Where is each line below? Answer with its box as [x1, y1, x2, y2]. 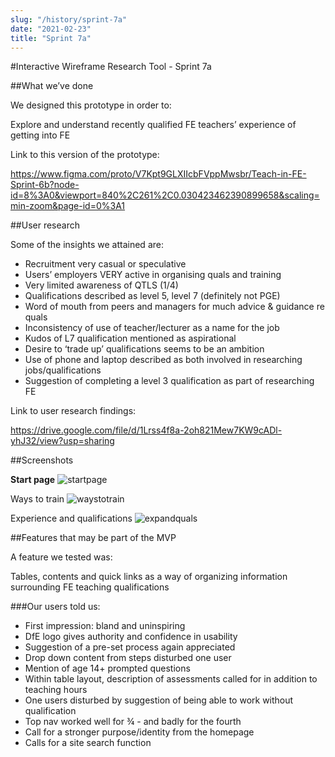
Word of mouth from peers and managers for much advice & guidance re [24, 301, 325, 313]
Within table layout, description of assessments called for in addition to [24, 673, 318, 685]
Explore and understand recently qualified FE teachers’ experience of [10, 119, 297, 131]
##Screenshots [10, 454, 74, 466]
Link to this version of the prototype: [10, 149, 160, 161]
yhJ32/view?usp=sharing [10, 435, 115, 447]
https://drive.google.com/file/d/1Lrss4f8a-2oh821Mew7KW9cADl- [10, 424, 283, 436]
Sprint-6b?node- [10, 179, 80, 191]
